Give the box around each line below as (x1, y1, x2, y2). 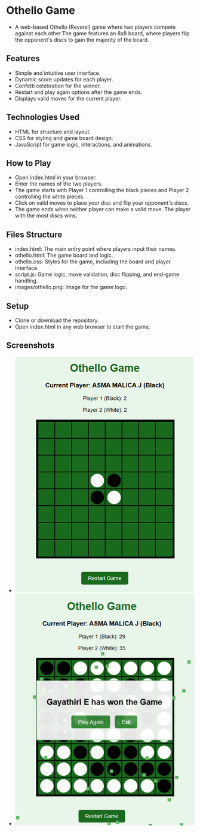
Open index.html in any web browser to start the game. (14, 323, 150, 330)
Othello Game (6, 4, 76, 17)
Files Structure (6, 229, 63, 239)
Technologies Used (6, 112, 79, 123)
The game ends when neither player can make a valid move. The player (14, 206, 191, 213)
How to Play (6, 158, 52, 168)
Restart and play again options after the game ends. (14, 88, 143, 96)
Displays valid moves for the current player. (14, 95, 122, 102)
